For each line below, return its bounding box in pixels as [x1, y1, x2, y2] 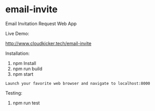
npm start [12, 71, 33, 77]
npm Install [12, 60, 36, 66]
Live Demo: [5, 30, 29, 36]
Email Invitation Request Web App [5, 20, 77, 27]
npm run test [12, 100, 40, 106]
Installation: [5, 50, 30, 56]
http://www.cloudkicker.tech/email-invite [5, 40, 91, 47]
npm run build [12, 65, 43, 72]
